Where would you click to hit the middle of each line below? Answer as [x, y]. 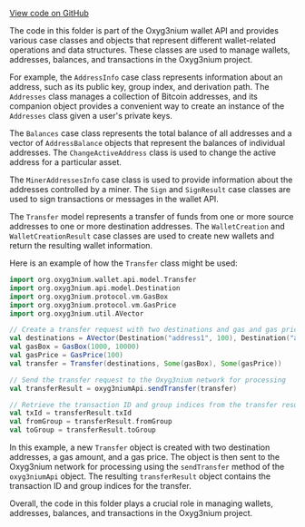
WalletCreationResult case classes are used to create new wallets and [142, 236]
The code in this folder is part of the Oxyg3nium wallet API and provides [144, 30]
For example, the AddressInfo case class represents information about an [146, 77]
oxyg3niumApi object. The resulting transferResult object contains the [140, 476]
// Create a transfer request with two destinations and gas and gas [144, 330]
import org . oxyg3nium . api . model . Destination [95, 288]
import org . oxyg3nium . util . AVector [77, 313]
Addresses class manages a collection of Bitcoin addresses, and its [134, 96]
